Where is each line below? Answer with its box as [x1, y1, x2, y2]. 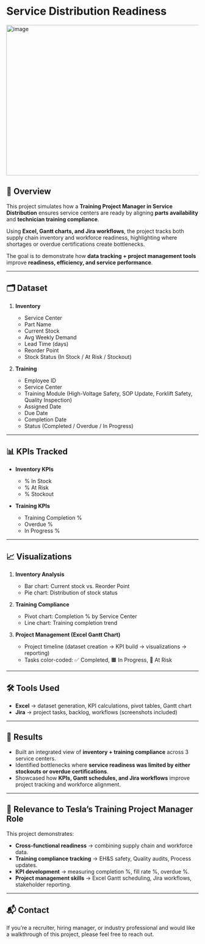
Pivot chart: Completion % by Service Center [24, 613, 137, 620]
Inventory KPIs [15, 466, 54, 473]
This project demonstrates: [6, 830, 74, 837]
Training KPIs [15, 503, 51, 510]
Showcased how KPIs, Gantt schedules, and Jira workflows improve [15, 774, 190, 781]
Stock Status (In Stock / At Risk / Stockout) [24, 353, 132, 360]
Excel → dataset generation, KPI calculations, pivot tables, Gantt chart [15, 702, 192, 709]
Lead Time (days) [24, 340, 69, 347]
